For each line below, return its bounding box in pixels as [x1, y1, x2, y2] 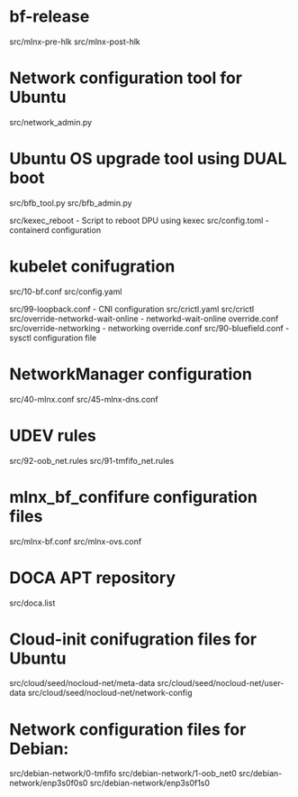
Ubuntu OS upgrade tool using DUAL [9, 149, 287, 169]
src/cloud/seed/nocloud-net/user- [157, 678, 284, 689]
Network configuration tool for [9, 68, 243, 88]
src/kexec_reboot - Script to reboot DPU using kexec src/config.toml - [9, 215, 270, 226]
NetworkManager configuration [9, 364, 252, 385]
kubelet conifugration [9, 256, 176, 276]
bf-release [9, 6, 90, 27]
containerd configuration [9, 224, 102, 236]
